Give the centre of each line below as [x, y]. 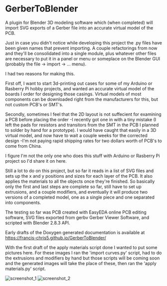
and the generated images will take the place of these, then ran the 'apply [81, 263]
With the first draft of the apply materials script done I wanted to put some [81, 247]
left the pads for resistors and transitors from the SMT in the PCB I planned [82, 125]
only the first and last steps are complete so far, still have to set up [73, 186]
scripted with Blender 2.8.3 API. [38, 223]
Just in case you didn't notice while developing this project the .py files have [83, 42]
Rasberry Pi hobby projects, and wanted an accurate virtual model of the [80, 88]
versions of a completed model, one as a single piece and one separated [80, 197]
